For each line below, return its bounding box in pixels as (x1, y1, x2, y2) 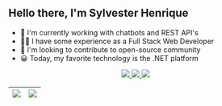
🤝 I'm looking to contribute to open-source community (19, 44, 201, 55)
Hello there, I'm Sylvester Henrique (8, 6, 189, 20)
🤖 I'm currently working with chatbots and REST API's (19, 27, 199, 37)
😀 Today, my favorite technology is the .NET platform (19, 53, 199, 63)
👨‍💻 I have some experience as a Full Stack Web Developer (19, 36, 215, 46)
